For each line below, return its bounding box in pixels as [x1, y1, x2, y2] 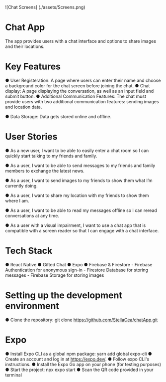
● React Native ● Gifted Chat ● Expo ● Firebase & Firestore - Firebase [5, 261, 153, 267]
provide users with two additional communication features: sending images [5, 98, 159, 104]
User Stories [5, 131, 58, 143]
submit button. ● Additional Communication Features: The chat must [5, 93, 147, 99]
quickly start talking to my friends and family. [5, 153, 97, 159]
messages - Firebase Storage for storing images [5, 272, 104, 278]
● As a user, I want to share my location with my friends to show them [5, 192, 149, 198]
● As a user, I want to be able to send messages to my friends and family [5, 162, 156, 169]
